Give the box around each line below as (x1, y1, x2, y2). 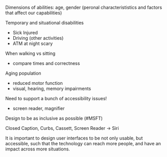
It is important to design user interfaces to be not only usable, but (5, 135, 143, 141)
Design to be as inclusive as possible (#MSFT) (5, 115, 103, 121)
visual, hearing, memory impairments (12, 85, 91, 92)
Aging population (5, 70, 42, 76)
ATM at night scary (12, 40, 53, 47)
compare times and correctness (12, 60, 80, 66)
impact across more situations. (5, 146, 70, 152)
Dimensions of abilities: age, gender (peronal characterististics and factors (5, 5, 162, 10)
